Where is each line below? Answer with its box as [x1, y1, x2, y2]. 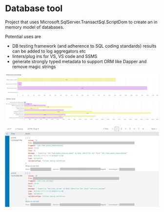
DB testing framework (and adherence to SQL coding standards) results [12, 43, 157, 49]
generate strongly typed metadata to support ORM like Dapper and [12, 58, 147, 64]
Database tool [5, 3, 63, 14]
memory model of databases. [5, 24, 64, 30]
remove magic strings [12, 64, 56, 70]
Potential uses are [5, 34, 41, 39]
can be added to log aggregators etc [12, 48, 86, 54]
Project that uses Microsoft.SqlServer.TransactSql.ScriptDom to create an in [5, 19, 158, 25]
